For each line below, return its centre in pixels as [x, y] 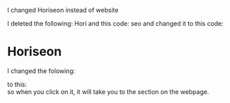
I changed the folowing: [41, 71]
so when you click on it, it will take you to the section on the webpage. [108, 92]
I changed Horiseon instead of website [63, 10]
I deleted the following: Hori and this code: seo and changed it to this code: [115, 23]
